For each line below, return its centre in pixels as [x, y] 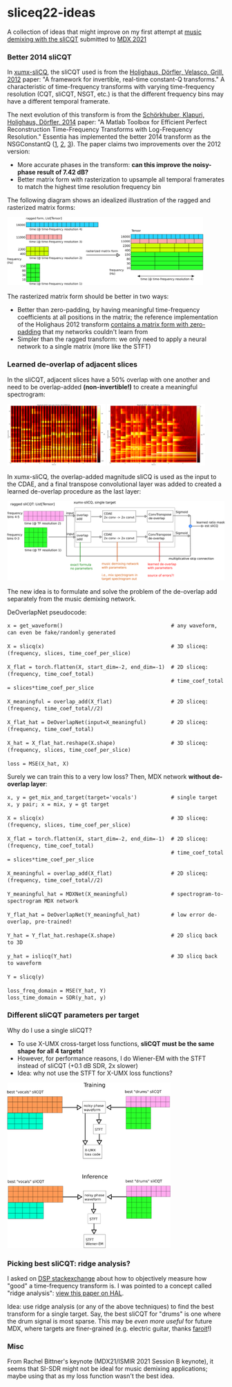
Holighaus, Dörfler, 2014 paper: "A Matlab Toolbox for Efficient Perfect [107, 122]
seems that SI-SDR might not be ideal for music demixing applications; [107, 1369]
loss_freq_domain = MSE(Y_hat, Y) [57, 991]
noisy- [202, 165]
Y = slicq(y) [26, 977]
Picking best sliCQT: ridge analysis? [69, 1263]
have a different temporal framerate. [59, 101]
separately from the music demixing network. [72, 599]
